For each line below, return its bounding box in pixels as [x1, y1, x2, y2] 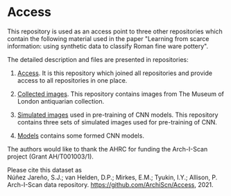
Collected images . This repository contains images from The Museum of [17, 90, 224, 98]
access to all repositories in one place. [17, 76, 128, 84]
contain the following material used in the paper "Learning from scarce [7, 34, 209, 42]
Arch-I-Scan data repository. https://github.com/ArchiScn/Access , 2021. [7, 180, 214, 188]
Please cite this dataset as [7, 165, 82, 174]
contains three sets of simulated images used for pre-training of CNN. [17, 117, 217, 126]
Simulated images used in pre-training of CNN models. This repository [17, 111, 219, 119]
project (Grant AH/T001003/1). [7, 152, 94, 161]
